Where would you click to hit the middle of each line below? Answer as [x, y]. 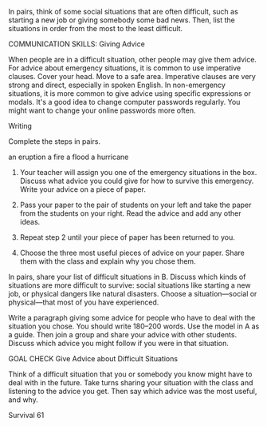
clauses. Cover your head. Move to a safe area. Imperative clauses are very [132, 76]
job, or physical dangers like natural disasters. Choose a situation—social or [133, 294]
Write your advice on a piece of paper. [82, 189]
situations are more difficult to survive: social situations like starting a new [130, 285]
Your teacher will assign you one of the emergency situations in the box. [138, 172]
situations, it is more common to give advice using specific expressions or [130, 94]
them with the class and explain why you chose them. [108, 261]
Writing [20, 126]
